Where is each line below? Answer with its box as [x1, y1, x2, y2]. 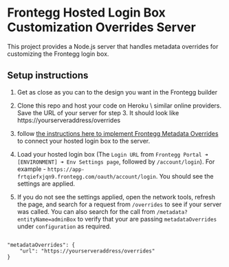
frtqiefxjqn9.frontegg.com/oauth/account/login [17, 173, 156, 180]
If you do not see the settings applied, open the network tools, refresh [17, 192, 215, 201]
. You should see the [155, 172, 214, 180]
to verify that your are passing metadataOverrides [77, 215, 217, 223]
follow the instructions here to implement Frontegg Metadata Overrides [17, 129, 219, 137]
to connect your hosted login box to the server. [17, 137, 151, 145]
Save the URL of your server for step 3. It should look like [17, 108, 179, 117]
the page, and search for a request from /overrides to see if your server [17, 200, 222, 208]
